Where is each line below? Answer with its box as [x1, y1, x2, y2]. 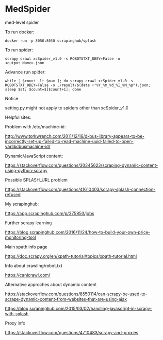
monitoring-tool [5, 234, 36, 240]
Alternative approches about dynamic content [5, 281, 97, 287]
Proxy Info [5, 320, 26, 326]
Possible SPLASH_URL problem [5, 177, 68, 183]
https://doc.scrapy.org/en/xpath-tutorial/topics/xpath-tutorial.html [5, 253, 137, 259]
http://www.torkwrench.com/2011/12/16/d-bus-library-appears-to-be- [5, 133, 145, 139]
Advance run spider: [5, 69, 46, 75]
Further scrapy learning [5, 220, 52, 226]
